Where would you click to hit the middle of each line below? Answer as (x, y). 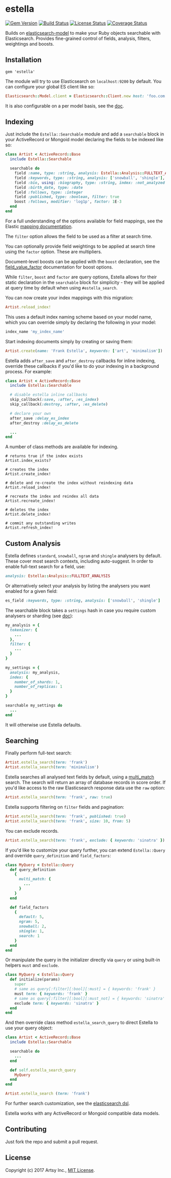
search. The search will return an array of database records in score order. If (85, 783)
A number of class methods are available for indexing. (62, 447)
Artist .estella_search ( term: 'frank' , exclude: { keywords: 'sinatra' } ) (85, 840)
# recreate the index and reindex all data (52, 497)
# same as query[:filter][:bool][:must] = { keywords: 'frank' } (85, 989)
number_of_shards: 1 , (37, 682)
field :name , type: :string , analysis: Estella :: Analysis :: (79, 173)
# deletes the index (27, 510)
